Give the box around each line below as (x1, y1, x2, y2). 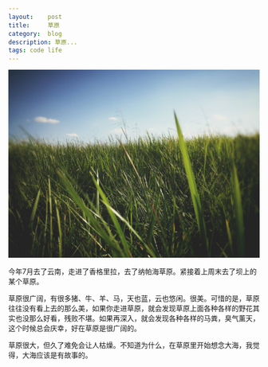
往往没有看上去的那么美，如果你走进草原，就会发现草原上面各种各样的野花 (8, 303, 253, 314)
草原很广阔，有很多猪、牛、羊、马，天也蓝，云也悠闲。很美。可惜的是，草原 (8, 294, 260, 303)
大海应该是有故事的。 (22, 350, 93, 360)
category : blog (8, 29, 62, 37)
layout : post (8, 13, 62, 21)
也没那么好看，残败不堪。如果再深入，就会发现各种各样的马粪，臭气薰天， (14, 314, 260, 323)
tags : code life (8, 46, 62, 55)
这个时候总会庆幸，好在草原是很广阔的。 (8, 323, 141, 334)
